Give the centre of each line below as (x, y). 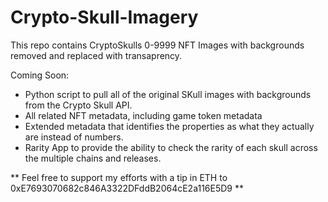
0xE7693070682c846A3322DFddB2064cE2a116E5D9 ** (127, 188)
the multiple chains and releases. (93, 158)
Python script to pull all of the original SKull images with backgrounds (168, 94)
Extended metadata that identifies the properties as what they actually (169, 126)
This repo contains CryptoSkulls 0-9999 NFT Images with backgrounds (157, 45)
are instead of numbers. (74, 137)
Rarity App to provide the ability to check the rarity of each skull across (171, 147)
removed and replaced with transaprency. (96, 55)
